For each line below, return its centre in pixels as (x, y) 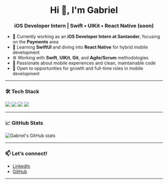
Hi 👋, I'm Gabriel (84, 10)
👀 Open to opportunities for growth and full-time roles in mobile (78, 68)
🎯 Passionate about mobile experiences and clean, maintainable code (84, 63)
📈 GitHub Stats (24, 123)
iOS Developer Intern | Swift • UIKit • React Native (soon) (84, 26)
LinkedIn (21, 166)
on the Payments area (35, 42)
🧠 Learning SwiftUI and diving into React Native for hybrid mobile (80, 47)
